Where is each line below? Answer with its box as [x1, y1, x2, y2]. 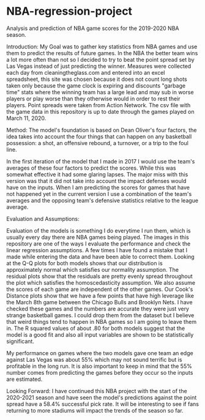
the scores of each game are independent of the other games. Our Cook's [6, 285, 193, 293]
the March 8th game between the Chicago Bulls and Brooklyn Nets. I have [6, 298, 193, 306]
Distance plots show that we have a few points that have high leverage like [6, 292, 195, 299]
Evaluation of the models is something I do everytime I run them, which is [6, 227, 191, 234]
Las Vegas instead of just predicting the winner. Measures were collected [6, 62, 192, 70]
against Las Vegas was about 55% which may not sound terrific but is [6, 356, 182, 363]
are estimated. [6, 375, 43, 383]
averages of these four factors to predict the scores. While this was [6, 164, 176, 171]
